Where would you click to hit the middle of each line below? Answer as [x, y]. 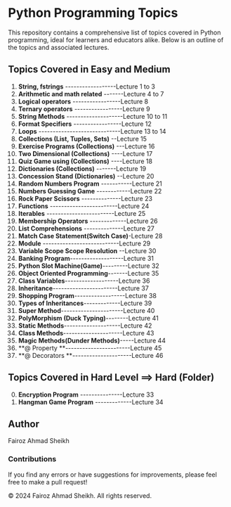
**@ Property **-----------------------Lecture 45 [90, 348]
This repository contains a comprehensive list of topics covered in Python [114, 32]
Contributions [32, 459]
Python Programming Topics [93, 13]
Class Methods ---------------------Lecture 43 [86, 333]
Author [24, 424]
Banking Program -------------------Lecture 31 [86, 258]
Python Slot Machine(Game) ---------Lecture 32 [89, 266]
